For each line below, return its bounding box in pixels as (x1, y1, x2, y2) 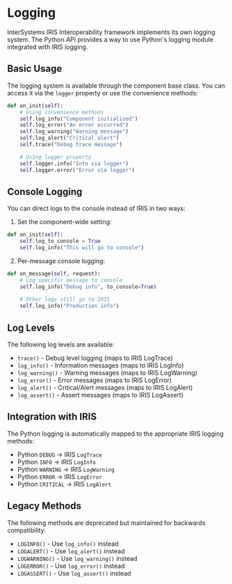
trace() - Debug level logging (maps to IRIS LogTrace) (17, 354, 174, 362)
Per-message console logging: (17, 256, 106, 265)
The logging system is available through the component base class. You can (7, 81, 226, 90)
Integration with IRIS (7, 411, 97, 423)
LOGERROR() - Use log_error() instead (17, 562, 125, 570)
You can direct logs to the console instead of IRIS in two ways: (7, 204, 185, 213)
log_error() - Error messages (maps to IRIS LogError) (17, 376, 172, 384)
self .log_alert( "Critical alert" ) (19, 134, 119, 142)
